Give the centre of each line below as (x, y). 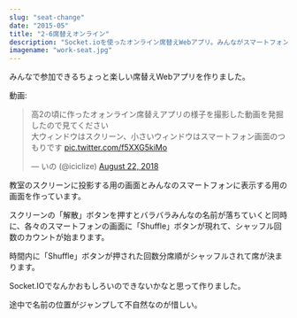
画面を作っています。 (47, 197)
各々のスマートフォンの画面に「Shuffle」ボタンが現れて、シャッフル (149, 226)
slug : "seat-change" (47, 17)
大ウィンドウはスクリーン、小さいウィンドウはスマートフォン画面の (154, 136)
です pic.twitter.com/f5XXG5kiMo (107, 148)
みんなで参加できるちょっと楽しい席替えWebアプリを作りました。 (129, 77)
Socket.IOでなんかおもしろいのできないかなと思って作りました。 (127, 286)
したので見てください (69, 126)
